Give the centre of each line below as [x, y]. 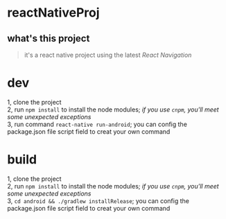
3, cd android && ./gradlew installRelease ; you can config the [98, 201]
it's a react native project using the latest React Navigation [108, 55]
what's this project [49, 38]
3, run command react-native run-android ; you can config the [97, 124]
